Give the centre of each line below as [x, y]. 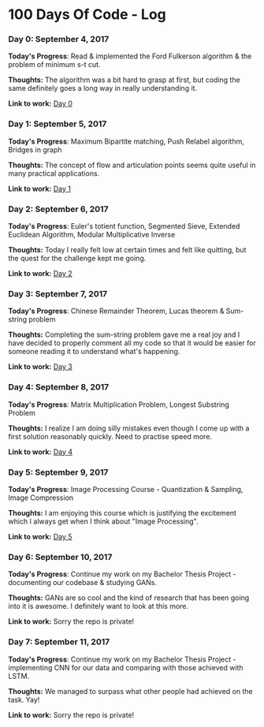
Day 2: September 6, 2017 [58, 209]
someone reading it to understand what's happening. [94, 352]
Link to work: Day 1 [39, 188]
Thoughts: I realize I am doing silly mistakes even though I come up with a [129, 428]
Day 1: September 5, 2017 [58, 124]
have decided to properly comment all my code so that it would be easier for [132, 343]
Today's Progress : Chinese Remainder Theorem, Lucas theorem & [116, 311]
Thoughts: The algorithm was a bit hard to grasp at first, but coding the [124, 80]
